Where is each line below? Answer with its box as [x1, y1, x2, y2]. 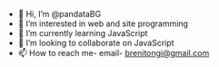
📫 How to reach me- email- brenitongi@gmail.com [17, 48, 210, 58]
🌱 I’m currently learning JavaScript [17, 28, 148, 38]
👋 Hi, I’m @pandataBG [17, 9, 102, 19]
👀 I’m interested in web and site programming [17, 18, 189, 29]
